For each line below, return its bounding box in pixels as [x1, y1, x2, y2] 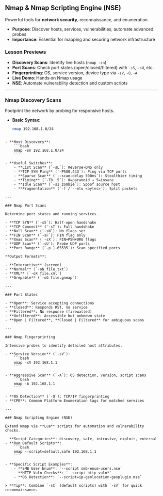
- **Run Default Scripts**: [5, 441, 62, 446]
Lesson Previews [5, 48, 46, 55]
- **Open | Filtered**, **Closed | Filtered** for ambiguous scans [5, 318, 145, 323]
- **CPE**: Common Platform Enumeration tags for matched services [5, 399, 145, 403]
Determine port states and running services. [5, 212, 98, 217]
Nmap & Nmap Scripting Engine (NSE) [5, 4, 121, 12]
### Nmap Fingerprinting [5, 335, 55, 340]
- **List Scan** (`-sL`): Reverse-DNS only [14, 165, 103, 170]
